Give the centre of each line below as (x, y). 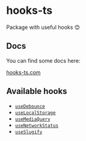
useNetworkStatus (37, 125)
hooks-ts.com (23, 72)
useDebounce (30, 106)
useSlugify (29, 132)
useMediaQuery (32, 119)
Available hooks (37, 91)
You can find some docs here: (43, 60)
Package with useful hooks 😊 (43, 27)
